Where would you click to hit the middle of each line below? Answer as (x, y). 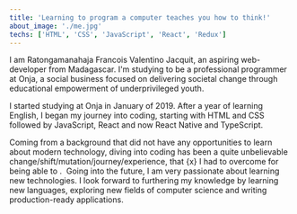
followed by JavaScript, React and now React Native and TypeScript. (136, 125)
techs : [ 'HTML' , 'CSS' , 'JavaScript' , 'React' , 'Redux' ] (118, 34)
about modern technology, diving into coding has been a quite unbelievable (149, 152)
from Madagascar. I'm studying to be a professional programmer (167, 69)
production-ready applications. (66, 200)
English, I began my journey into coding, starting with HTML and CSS (137, 116)
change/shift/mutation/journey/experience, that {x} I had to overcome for (144, 162)
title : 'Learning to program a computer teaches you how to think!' (140, 18)
